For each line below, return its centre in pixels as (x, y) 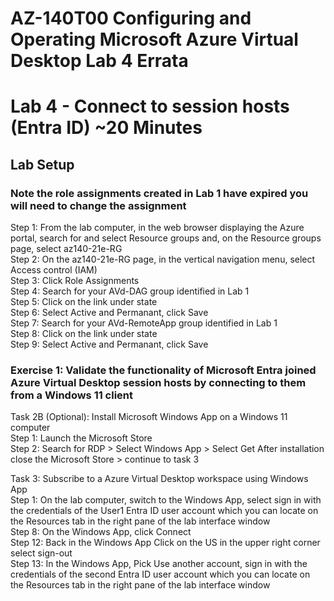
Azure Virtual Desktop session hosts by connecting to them (158, 382)
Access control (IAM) (54, 270)
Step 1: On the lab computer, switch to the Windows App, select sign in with (166, 500)
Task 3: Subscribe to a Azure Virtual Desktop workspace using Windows (159, 479)
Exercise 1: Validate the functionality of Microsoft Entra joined (163, 370)
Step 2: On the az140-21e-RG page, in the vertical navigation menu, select (163, 259)
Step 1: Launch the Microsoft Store (81, 438)
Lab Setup (42, 164)
